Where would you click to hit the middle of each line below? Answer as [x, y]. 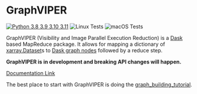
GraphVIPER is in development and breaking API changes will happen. [94, 62]
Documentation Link [30, 73]
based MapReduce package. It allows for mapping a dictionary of [86, 44]
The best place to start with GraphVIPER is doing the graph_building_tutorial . [99, 84]
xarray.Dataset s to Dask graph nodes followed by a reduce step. [84, 50]
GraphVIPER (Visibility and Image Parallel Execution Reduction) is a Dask [95, 38]
